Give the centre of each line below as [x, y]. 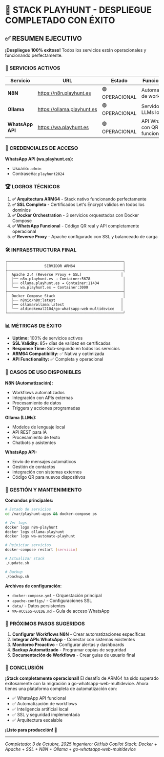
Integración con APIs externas [42, 398]
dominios [21, 210]
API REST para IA [30, 432]
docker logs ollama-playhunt [35, 532]
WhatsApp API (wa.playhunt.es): [39, 159]
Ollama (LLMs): [21, 417]
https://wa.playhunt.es [63, 128]
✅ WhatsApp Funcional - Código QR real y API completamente [76, 226]
